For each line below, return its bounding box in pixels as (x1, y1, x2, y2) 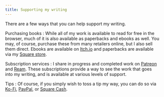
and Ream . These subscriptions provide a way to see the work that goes (5, 66, 152, 72)
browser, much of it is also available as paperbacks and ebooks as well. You (5, 35, 160, 41)
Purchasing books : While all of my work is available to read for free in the (5, 30, 155, 36)
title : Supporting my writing (5, 7, 67, 12)
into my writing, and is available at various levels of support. (5, 71, 127, 77)
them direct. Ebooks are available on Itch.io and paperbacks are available (5, 46, 154, 52)
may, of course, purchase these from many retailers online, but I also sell (5, 40, 153, 47)
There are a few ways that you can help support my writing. (5, 21, 126, 27)
